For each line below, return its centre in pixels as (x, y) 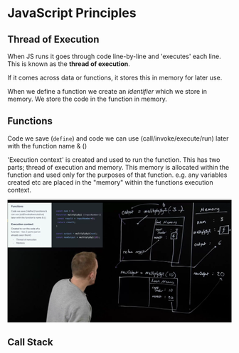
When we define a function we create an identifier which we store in (107, 91)
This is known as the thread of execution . (69, 64)
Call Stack (30, 342)
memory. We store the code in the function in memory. (87, 99)
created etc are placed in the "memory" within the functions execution (110, 182)
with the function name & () (47, 146)
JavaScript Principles (72, 13)
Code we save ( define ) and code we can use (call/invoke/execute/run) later (118, 138)
